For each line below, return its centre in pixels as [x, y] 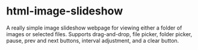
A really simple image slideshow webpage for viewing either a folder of [94, 28]
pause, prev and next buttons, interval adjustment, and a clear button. [93, 40]
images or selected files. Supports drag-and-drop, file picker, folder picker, [99, 34]
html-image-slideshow [65, 11]
